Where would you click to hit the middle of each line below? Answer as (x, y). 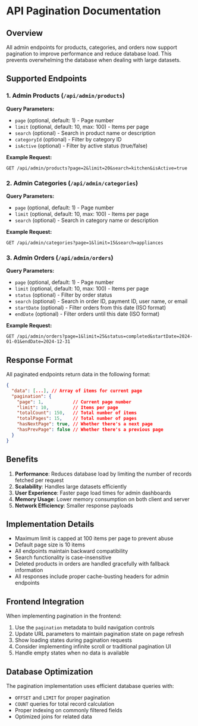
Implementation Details (50, 524)
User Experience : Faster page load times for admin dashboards (93, 493)
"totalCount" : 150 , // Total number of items (77, 413)
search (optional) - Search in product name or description (85, 133)
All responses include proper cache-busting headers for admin (92, 576)
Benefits (22, 460)
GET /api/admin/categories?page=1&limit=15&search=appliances (85, 243)
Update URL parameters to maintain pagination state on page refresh (99, 634)
